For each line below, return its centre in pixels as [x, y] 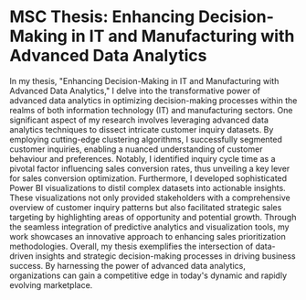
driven [21, 256]
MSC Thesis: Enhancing [102, 17]
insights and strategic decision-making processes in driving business [165, 256]
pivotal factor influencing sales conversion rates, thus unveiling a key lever [150, 168]
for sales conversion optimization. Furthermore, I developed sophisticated [148, 178]
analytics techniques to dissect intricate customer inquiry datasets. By [142, 129]
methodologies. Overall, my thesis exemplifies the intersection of [132, 246]
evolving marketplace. [51, 284]
